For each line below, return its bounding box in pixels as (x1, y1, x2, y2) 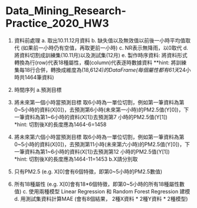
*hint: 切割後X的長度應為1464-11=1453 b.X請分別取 (14, 155, 138, 163)
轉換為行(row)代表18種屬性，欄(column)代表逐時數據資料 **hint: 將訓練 (14, 59, 187, 66)
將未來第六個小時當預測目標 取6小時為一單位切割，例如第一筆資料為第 (14, 133, 185, 140)
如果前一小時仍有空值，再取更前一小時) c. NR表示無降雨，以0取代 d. (22, 44, 188, 51)
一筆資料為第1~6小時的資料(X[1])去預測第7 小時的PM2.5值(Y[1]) (14, 113, 168, 120)
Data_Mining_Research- (5, 4, 126, 18)
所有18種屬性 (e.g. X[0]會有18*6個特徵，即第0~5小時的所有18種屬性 (14, 180, 180, 187)
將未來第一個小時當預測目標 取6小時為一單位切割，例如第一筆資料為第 (14, 98, 185, 105)
